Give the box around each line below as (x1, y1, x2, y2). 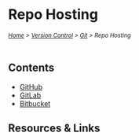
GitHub (19, 82, 43, 91)
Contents (8, 61, 55, 75)
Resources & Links (8, 122, 101, 135)
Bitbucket (19, 98, 51, 108)
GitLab (19, 90, 42, 100)
